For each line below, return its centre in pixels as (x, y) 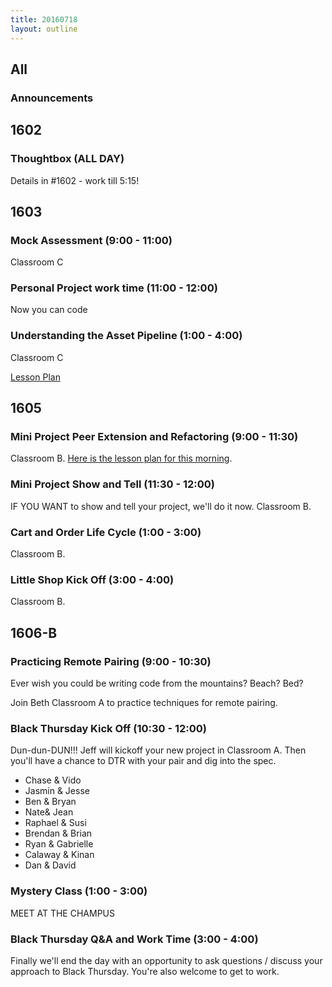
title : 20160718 (44, 19)
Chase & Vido (53, 780)
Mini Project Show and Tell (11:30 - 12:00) (112, 484)
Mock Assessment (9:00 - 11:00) (91, 240)
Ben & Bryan (50, 802)
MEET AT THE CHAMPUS (62, 913)
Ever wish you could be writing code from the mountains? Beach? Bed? (157, 683)
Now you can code (49, 310)
